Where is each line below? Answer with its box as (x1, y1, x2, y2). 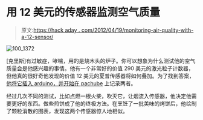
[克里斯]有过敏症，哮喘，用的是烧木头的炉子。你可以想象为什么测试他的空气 (6, 57, 196, 64)
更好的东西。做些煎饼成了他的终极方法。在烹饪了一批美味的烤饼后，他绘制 (11, 100, 197, 107)
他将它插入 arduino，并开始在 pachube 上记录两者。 (6, 79, 137, 87)
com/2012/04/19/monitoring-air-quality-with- (81, 26, 194, 34)
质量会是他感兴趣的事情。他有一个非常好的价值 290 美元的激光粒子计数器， (6, 64, 194, 72)
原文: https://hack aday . (21, 26, 80, 34)
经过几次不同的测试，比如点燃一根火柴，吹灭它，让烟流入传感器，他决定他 (6, 92, 192, 100)
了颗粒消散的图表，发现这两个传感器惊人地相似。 (6, 107, 128, 115)
